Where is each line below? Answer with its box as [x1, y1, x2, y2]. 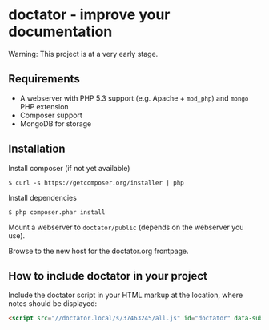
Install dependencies [8, 193, 78, 202]
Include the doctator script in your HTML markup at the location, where [8, 290, 243, 300]
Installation [8, 142, 66, 156]
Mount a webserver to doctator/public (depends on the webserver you [8, 222, 244, 232]
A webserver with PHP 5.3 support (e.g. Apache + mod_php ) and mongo [19, 93, 249, 103]
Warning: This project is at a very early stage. [8, 49, 159, 58]
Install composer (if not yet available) [8, 163, 130, 173]
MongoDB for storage [19, 118, 92, 129]
